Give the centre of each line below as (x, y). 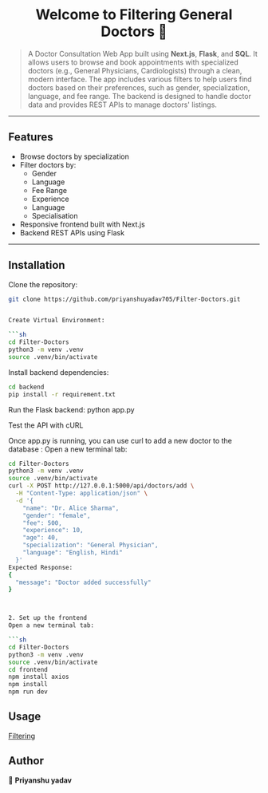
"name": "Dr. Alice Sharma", (71, 508)
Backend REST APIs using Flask (72, 232)
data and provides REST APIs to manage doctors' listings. (122, 105)
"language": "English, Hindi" (73, 553)
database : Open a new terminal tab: (68, 449)
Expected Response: (41, 567)
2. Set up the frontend (48, 618)
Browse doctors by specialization (74, 156)
